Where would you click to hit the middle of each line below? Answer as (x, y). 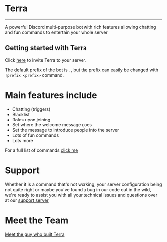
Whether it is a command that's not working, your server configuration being (83, 184)
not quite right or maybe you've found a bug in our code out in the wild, (78, 189)
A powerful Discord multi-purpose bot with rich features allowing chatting (81, 27)
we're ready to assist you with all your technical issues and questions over (81, 195)
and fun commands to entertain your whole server (56, 32)
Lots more (23, 140)
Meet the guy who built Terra (35, 234)
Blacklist (21, 114)
